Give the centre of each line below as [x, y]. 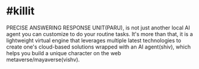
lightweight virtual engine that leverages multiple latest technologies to [94, 40]
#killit [20, 11]
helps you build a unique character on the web [64, 53]
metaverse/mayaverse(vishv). [43, 59]
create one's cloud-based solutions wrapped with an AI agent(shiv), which [99, 47]
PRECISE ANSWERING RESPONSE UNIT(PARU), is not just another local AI [98, 28]
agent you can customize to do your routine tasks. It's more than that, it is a [100, 34]
